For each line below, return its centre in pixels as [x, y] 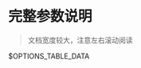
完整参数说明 [51, 16]
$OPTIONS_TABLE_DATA [49, 56]
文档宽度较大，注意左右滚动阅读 [80, 40]
